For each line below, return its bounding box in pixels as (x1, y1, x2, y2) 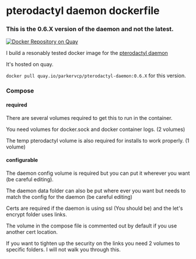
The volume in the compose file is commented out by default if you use (6, 222, 177, 229)
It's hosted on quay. (6, 61, 54, 68)
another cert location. (6, 228, 58, 235)
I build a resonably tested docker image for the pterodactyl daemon (6, 50, 168, 57)
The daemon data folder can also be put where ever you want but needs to (6, 187, 186, 194)
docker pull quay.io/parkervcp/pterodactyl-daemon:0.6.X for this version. (6, 72, 186, 80)
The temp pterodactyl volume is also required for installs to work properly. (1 (6, 137, 190, 144)
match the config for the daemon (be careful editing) (6, 193, 133, 200)
